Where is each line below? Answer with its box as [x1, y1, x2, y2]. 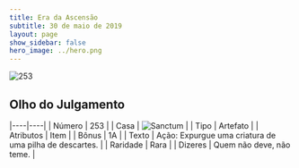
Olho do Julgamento [9, 97, 126, 112]
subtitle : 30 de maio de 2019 [9, 21, 123, 30]
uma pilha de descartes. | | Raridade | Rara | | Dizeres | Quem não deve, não [9, 139, 291, 150]
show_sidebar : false [9, 38, 87, 47]
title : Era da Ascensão [9, 13, 99, 22]
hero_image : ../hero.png [9, 46, 102, 55]
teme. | [9, 148, 36, 159]
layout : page [9, 29, 58, 38]
